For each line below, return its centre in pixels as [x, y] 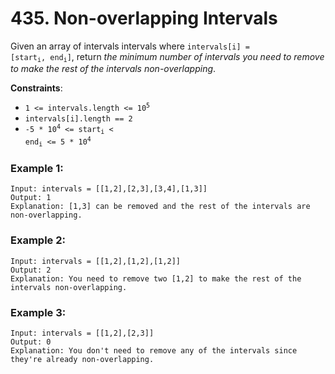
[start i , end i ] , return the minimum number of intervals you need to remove [167, 57]
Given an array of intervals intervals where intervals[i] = [130, 46]
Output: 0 [31, 342]
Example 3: [38, 312]
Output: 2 [31, 270]
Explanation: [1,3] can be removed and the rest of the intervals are [160, 207]
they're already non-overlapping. [82, 359]
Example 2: [38, 240]
